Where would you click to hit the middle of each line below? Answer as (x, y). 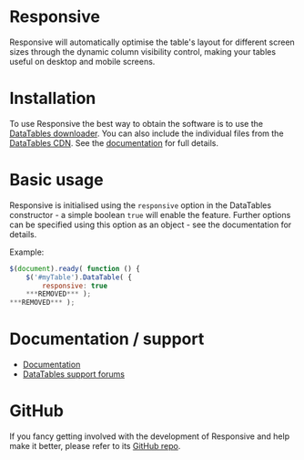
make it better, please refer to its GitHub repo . (95, 446)
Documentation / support (107, 339)
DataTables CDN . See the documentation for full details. (114, 142)
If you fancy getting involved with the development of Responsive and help (149, 436)
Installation (53, 99)
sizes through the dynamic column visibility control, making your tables (142, 51)
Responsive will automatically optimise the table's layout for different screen (152, 42)
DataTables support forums (74, 374)
